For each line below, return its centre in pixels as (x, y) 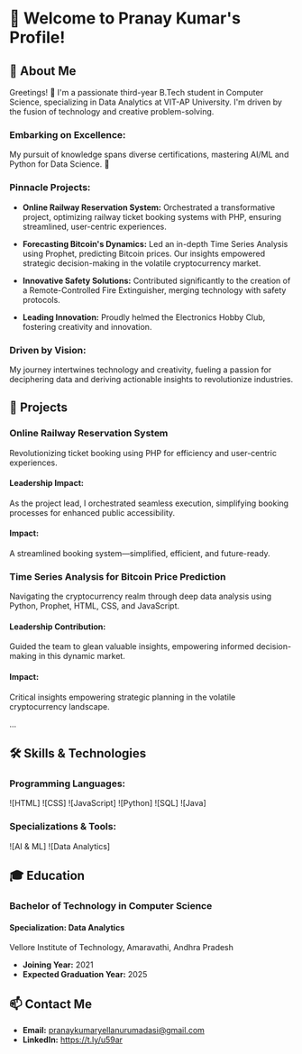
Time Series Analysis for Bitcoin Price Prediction (118, 576)
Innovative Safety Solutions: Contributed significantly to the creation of (156, 280)
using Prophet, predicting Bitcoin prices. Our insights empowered (144, 253)
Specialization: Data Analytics (67, 927)
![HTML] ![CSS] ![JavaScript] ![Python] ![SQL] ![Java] (108, 803)
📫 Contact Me (51, 1004)
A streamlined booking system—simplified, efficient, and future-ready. (140, 553)
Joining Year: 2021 (58, 965)
